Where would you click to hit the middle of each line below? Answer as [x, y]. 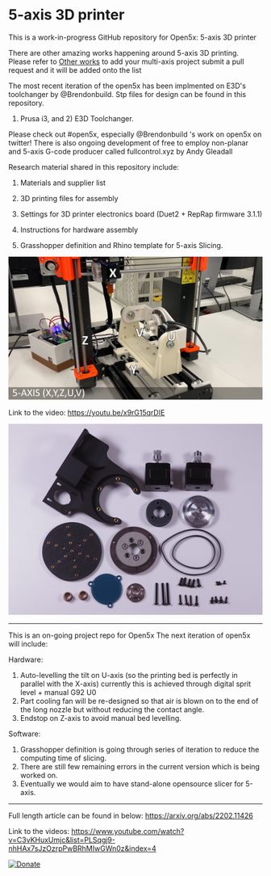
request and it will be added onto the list [75, 69]
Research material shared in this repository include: [94, 166]
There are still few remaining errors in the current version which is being [140, 766]
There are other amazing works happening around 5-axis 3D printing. [124, 53]
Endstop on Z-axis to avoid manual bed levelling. [100, 718]
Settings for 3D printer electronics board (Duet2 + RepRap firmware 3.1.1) [141, 214]
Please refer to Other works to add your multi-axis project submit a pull [126, 61]
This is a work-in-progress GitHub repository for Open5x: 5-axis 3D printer [132, 37]
